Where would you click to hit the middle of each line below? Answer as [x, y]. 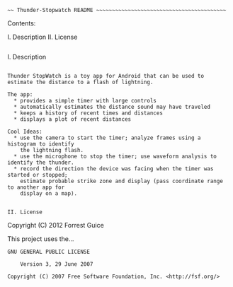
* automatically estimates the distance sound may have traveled [112, 107]
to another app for [36, 187]
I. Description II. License [42, 37]
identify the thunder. [41, 163]
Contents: [22, 23]
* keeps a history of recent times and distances [88, 113]
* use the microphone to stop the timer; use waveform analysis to [115, 156]
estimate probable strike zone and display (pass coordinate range [121, 181]
